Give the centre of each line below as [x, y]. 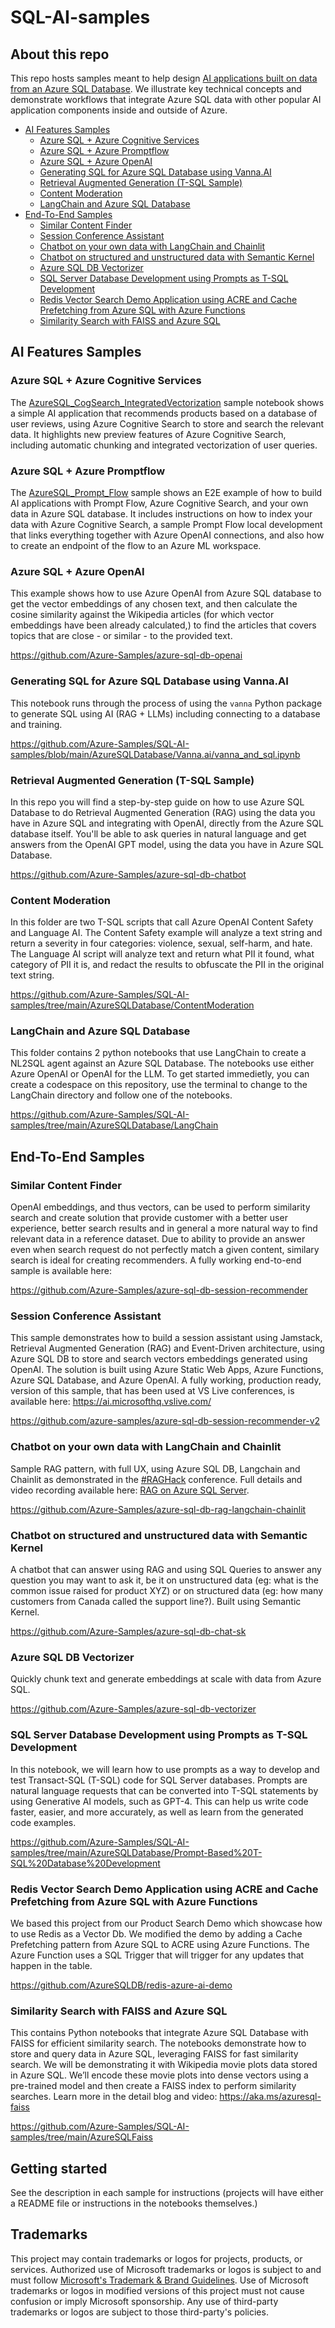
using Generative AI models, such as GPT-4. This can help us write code [159, 1801]
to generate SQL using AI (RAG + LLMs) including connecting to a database [165, 713]
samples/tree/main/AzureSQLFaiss [81, 2137]
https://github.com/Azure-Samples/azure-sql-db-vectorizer [133, 1709]
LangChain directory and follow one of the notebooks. [121, 1095]
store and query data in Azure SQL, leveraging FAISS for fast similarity [154, 2054]
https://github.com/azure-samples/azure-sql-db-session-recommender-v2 [165, 1421]
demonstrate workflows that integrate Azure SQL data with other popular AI [166, 99]
